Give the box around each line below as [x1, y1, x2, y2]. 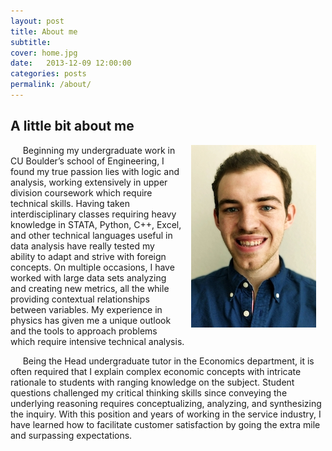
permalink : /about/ [10, 80, 92, 90]
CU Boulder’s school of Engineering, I [10, 155, 165, 167]
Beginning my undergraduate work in [22, 144, 176, 156]
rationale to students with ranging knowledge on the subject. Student [10, 376, 295, 388]
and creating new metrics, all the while [10, 282, 170, 294]
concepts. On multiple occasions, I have [10, 261, 175, 273]
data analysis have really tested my [10, 240, 155, 252]
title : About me [10, 26, 78, 37]
